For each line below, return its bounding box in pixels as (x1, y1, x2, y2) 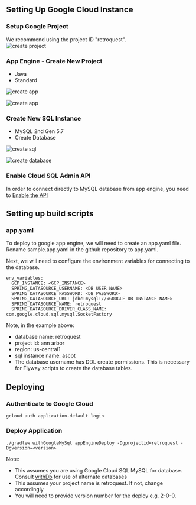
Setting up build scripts (6, 208, 94, 218)
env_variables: (6, 275, 44, 281)
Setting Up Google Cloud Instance (6, 5, 134, 15)
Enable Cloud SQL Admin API (6, 171, 91, 180)
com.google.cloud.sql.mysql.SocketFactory (6, 312, 112, 318)
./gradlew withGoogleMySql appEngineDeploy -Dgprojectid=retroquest (6, 440, 178, 446)
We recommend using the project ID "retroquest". (6, 35, 127, 43)
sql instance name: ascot (14, 352, 76, 360)
